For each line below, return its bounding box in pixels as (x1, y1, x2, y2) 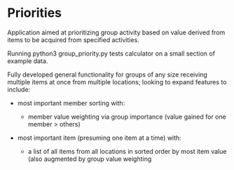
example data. (7, 56, 48, 65)
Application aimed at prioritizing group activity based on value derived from (7, 28, 226, 37)
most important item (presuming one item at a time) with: (17, 133, 182, 142)
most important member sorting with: (17, 98, 125, 107)
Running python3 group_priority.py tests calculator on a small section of (7, 49, 216, 58)
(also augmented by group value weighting (27, 155, 152, 163)
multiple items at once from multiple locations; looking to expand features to (7, 77, 227, 86)
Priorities (7, 5, 62, 21)
